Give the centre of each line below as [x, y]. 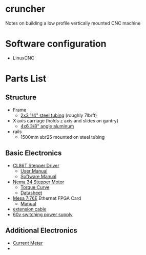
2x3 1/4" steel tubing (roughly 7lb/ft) [59, 115]
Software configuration [56, 44]
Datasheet [31, 193]
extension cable [29, 209]
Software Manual [38, 176]
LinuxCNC [24, 58]
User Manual [34, 171]
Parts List [26, 79]
